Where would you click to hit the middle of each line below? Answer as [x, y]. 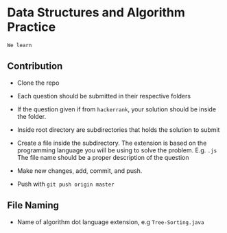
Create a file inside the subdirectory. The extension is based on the [112, 143]
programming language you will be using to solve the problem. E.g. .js [117, 150]
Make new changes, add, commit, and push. [80, 170]
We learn [20, 45]
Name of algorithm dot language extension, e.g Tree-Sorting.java [110, 222]
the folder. [32, 116]
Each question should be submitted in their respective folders [104, 96]
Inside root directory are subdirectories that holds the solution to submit [118, 129]
